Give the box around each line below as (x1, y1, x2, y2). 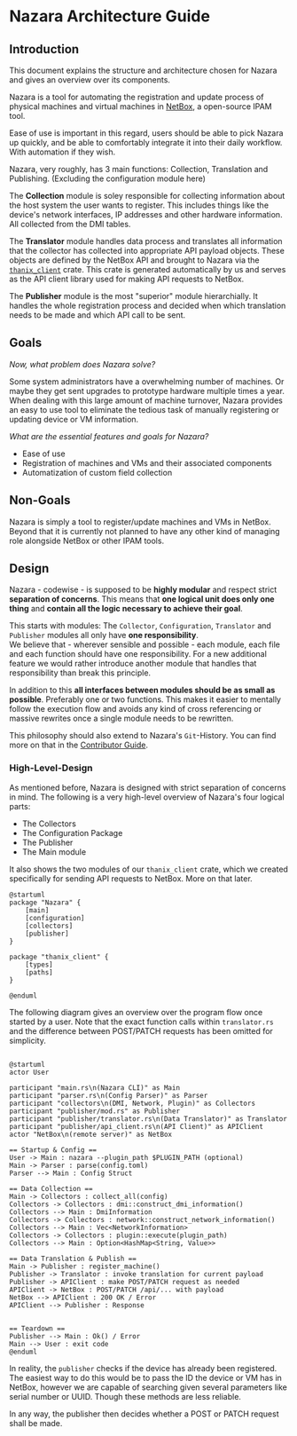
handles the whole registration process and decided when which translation (9, 300, 286, 311)
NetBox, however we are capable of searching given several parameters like (9, 1382, 288, 1393)
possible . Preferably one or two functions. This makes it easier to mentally (9, 694, 282, 705)
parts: (9, 801, 31, 811)
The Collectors (21, 818, 77, 829)
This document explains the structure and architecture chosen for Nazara (9, 65, 277, 75)
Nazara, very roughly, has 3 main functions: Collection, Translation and (9, 164, 269, 174)
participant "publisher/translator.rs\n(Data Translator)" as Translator (9, 1114, 288, 1124)
